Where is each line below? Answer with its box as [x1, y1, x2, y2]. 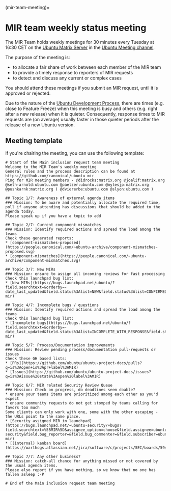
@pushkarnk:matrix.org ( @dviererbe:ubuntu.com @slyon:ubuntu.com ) [5, 186, 154, 192]
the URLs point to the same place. [5, 414, 81, 419]
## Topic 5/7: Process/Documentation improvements [5, 342, 115, 348]
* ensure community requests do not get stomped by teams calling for [5, 400, 158, 405]
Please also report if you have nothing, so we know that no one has [5, 467, 156, 473]
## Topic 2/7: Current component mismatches [5, 222, 101, 227]
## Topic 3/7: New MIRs [5, 267, 56, 272]
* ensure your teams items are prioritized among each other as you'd [5, 392, 158, 397]
